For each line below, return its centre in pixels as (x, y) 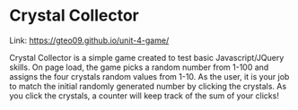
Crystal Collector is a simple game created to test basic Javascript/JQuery (147, 57)
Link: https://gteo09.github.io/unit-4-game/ (89, 40)
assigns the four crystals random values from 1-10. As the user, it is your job (149, 76)
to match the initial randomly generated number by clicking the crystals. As (148, 86)
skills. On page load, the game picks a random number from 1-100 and (139, 67)
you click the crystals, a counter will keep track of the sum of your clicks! (145, 96)
